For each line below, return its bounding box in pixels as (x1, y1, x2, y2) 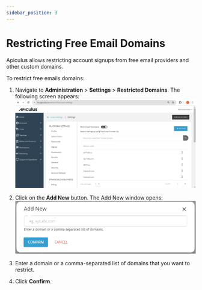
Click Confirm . (14, 278, 52, 285)
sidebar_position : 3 (6, 10, 58, 16)
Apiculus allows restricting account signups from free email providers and (6, 56, 189, 63)
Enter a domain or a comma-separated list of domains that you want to (14, 260, 191, 267)
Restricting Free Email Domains (6, 36, 165, 50)
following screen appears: (14, 92, 80, 99)
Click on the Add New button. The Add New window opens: (14, 194, 164, 201)
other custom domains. (6, 63, 64, 70)
